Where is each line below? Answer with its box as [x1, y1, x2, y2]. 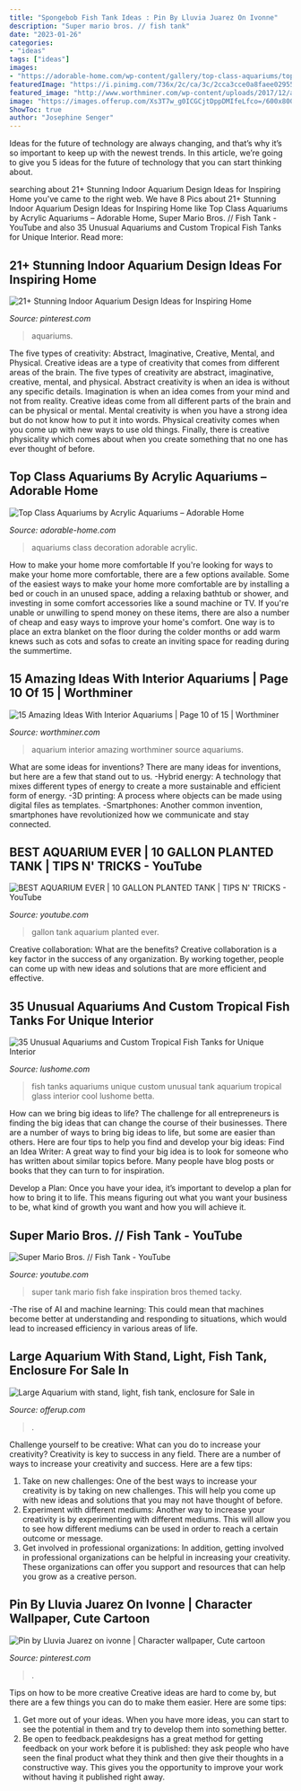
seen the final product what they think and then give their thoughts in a [21, 1752, 284, 1763]
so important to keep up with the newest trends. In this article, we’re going [9, 147, 284, 158]
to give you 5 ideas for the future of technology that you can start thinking [9, 157, 282, 168]
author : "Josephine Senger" [9, 113, 115, 122]
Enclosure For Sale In [9, 1363, 130, 1379]
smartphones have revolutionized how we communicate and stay [9, 809, 249, 820]
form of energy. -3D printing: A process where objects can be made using [9, 790, 282, 800]
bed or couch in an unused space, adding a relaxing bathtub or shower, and [9, 587, 289, 598]
